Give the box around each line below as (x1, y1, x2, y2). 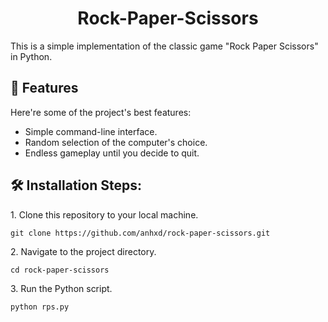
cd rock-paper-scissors (10, 265, 110, 275)
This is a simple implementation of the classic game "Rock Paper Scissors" (10, 40, 319, 52)
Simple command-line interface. (24, 125, 158, 137)
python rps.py (10, 302, 70, 312)
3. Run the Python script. (10, 282, 113, 294)
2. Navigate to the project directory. (10, 245, 157, 257)
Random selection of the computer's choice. (24, 136, 208, 148)
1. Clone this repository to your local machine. (10, 208, 199, 221)
